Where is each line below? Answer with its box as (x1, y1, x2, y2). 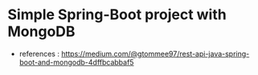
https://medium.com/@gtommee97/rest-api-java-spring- (60, 49, 250, 58)
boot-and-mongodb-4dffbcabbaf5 (18, 57, 134, 67)
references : (18, 49, 59, 58)
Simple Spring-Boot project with (7, 6, 227, 24)
